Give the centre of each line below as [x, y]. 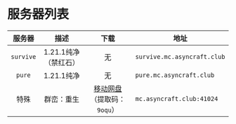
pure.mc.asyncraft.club [175, 75]
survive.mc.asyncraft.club [180, 56]
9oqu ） [108, 109]
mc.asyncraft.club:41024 [177, 98]
